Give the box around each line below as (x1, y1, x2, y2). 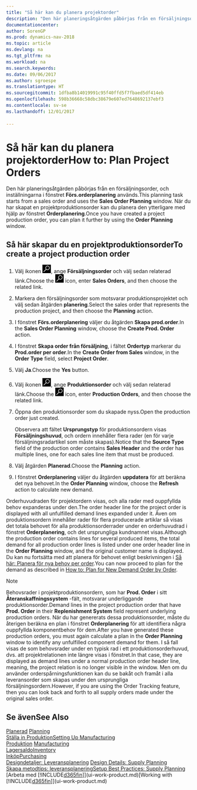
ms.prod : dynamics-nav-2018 (6, 34, 75, 41)
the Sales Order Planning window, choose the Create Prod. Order (14, 325, 175, 332)
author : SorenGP (6, 28, 46, 34)
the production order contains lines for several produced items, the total (6, 535, 180, 542)
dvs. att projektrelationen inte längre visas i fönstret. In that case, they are (6, 651, 183, 658)
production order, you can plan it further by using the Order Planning (6, 216, 173, 223)
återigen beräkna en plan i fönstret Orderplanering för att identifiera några (6, 620, 186, 627)
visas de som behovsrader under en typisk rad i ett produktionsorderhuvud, (6, 645, 189, 652)
